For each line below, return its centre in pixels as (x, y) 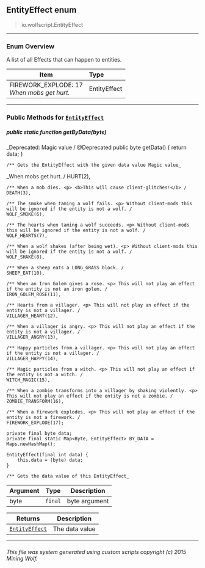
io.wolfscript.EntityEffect (52, 24)
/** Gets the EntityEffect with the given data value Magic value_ (94, 165)
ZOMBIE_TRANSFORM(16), (35, 401)
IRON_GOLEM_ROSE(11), (34, 294)
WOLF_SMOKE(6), (26, 214)
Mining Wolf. (22, 558)
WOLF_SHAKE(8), (26, 257)
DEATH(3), (19, 193)
